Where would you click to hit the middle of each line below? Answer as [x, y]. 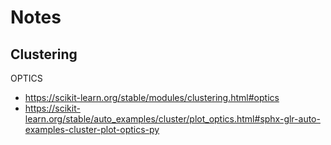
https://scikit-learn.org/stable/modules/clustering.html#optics [152, 97]
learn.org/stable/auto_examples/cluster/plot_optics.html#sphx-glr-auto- [172, 119]
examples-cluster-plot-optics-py [92, 129]
